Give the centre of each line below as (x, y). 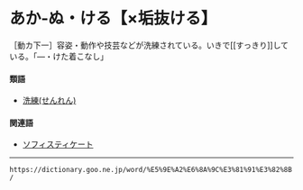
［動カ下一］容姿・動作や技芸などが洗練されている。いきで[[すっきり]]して (149, 45)
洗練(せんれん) (49, 101)
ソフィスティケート (58, 144)
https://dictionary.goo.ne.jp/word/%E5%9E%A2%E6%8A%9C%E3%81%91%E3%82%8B (151, 170)
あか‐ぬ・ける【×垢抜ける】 (113, 18)
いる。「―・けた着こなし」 (59, 56)
